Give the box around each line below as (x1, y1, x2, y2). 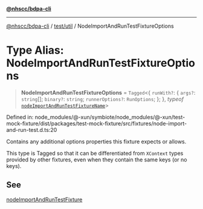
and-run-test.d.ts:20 (6, 126, 57, 133)
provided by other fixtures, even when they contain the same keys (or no (6, 156, 187, 163)
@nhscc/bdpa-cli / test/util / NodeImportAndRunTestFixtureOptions (6, 22, 174, 30)
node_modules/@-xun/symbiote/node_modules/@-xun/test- (34, 113, 185, 120)
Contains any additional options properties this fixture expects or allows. (6, 138, 187, 145)
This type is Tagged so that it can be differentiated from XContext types (6, 149, 184, 157)
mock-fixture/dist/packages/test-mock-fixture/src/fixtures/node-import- (6, 120, 187, 127)
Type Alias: (6, 43, 65, 57)
